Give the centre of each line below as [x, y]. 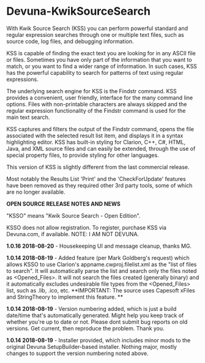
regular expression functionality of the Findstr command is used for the [96, 110]
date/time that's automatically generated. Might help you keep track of [95, 315]
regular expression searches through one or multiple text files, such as [95, 34]
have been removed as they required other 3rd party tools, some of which [99, 185]
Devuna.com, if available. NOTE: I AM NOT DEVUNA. [73, 234]
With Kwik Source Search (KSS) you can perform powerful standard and [97, 28]
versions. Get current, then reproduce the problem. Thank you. [85, 328]
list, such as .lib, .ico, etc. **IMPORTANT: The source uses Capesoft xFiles [101, 290]
